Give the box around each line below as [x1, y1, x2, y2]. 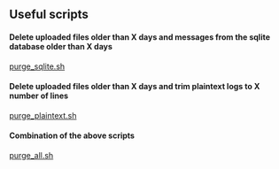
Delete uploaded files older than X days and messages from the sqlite [9, 31, 271, 42]
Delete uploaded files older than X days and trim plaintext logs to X [9, 81, 260, 92]
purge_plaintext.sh [9, 110, 77, 120]
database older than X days [9, 41, 113, 51]
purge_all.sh [9, 150, 54, 160]
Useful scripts [9, 7, 89, 22]
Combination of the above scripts [9, 130, 136, 141]
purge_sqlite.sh [9, 61, 66, 72]
